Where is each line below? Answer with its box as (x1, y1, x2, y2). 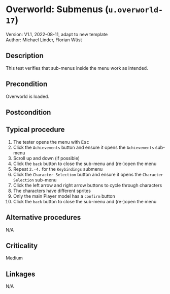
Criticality (6, 241, 38, 250)
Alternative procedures (6, 213, 81, 222)
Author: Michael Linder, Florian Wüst (6, 37, 82, 43)
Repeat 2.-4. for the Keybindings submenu (13, 166, 103, 172)
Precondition (6, 80, 48, 89)
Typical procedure (6, 125, 65, 134)
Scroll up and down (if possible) (13, 155, 80, 161)
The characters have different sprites (13, 188, 91, 194)
